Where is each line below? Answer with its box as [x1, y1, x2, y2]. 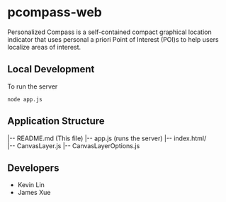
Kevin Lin [17, 181, 45, 189]
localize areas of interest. [7, 43, 81, 51]
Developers [7, 162, 60, 174]
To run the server [7, 82, 58, 91]
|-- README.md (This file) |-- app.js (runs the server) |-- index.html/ [7, 134, 207, 142]
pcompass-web [7, 4, 103, 21]
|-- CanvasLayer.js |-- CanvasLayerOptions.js [7, 141, 140, 150]
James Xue [17, 189, 51, 197]
